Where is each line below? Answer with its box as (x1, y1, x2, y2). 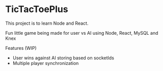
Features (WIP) (5, 45, 37, 51)
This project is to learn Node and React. (5, 20, 89, 26)
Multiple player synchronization (12, 60, 79, 66)
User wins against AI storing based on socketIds (12, 54, 115, 61)
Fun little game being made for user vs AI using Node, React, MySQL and (5, 30, 159, 36)
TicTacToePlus (5, 4, 68, 15)
